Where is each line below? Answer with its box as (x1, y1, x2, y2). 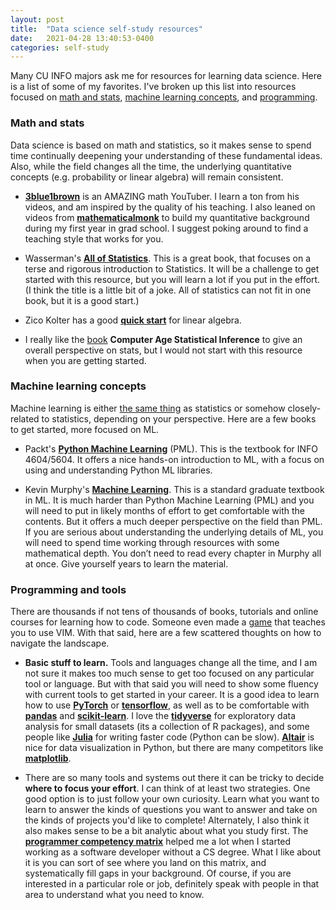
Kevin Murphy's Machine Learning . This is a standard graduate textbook (24, 483, 325, 495)
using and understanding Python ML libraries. (24, 464, 213, 476)
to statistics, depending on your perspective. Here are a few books (41, 412, 317, 425)
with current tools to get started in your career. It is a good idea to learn (24, 689, 320, 701)
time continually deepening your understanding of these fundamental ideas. (10, 149, 323, 161)
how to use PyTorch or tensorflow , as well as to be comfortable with (24, 699, 310, 711)
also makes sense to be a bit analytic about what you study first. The (24, 825, 309, 837)
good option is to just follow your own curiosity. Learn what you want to (24, 793, 320, 805)
